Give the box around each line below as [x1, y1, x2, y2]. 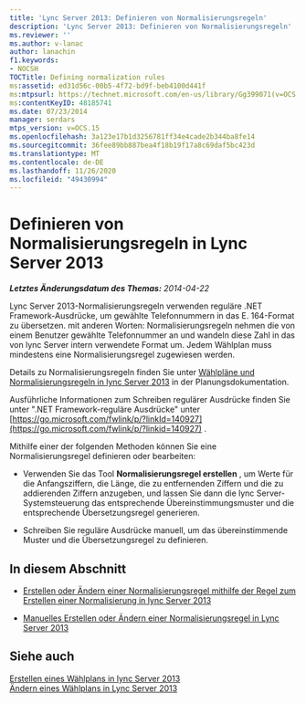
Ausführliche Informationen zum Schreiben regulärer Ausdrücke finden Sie [9, 394, 290, 405]
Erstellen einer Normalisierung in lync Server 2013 [22, 595, 212, 605]
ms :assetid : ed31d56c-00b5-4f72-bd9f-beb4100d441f [9, 81, 206, 90]
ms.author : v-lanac [9, 38, 84, 48]
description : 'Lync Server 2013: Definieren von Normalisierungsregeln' [9, 22, 292, 31]
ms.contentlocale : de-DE [9, 157, 104, 167]
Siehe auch [9, 649, 75, 665]
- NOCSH [9, 65, 39, 74]
